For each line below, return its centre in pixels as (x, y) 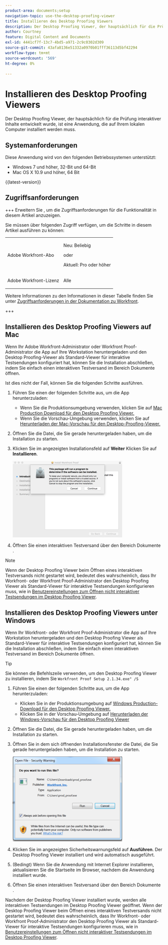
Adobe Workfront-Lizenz (33, 280)
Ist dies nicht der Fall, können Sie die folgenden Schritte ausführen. (74, 383)
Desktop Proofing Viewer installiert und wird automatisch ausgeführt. (83, 855)
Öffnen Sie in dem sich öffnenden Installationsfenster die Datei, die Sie (85, 744)
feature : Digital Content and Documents (48, 37)
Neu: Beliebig (77, 245)
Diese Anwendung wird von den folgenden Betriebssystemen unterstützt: (81, 157)
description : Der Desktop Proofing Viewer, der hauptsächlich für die (80, 27)
